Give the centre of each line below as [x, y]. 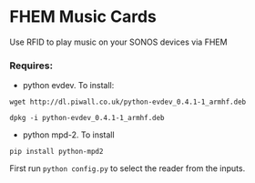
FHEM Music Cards [83, 17]
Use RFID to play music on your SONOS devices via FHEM [118, 42]
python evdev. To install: [68, 86]
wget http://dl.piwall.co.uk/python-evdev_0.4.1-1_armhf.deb [128, 102]
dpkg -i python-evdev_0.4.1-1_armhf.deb [87, 118]
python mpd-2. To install [69, 135]
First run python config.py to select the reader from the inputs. [127, 168]
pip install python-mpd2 [56, 152]
